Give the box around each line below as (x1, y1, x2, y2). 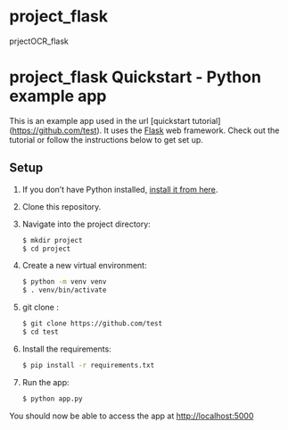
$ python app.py (21, 394, 83, 403)
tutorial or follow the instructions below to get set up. (9, 134, 203, 145)
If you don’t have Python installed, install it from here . (21, 184, 218, 194)
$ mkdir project (21, 236, 83, 244)
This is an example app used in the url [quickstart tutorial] (9, 115, 221, 126)
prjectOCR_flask (9, 36, 70, 46)
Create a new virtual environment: (21, 260, 147, 271)
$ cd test (21, 327, 60, 336)
